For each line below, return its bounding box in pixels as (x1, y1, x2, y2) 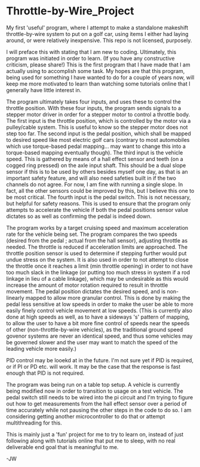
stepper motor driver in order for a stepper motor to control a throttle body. (6, 111, 190, 118)
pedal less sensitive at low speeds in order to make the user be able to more (6, 301, 194, 308)
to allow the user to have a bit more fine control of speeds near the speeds (6, 319, 190, 327)
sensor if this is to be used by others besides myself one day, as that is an (6, 168, 188, 175)
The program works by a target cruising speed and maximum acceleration (6, 224, 189, 231)
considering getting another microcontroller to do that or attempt (6, 413, 165, 420)
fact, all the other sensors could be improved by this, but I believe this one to (6, 187, 195, 194)
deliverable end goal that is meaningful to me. (6, 443, 119, 450)
